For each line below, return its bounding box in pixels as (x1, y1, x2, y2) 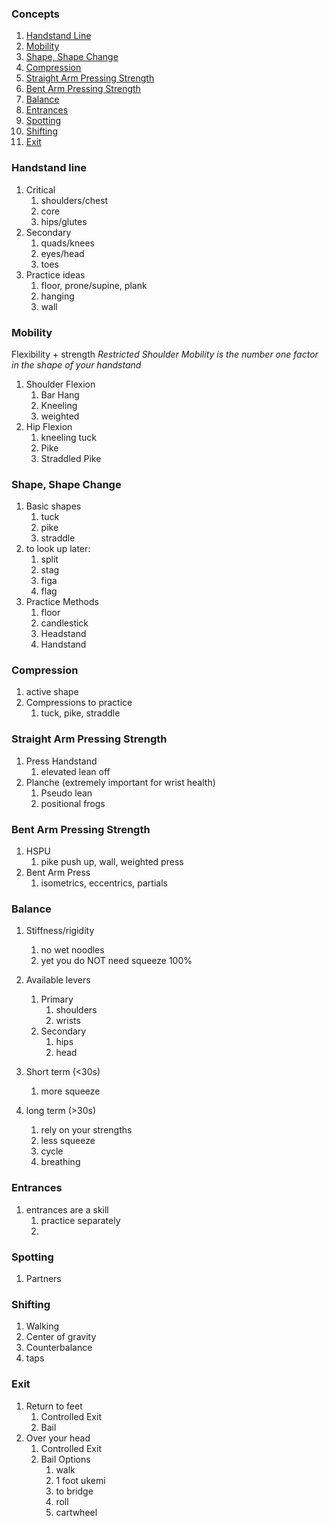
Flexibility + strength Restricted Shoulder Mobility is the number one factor (11, 348, 319, 360)
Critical (25, 183, 56, 196)
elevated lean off (40, 765, 111, 777)
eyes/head (40, 247, 85, 259)
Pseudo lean (40, 787, 93, 799)
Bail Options (40, 1453, 91, 1465)
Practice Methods (25, 596, 99, 608)
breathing (40, 1156, 81, 1168)
